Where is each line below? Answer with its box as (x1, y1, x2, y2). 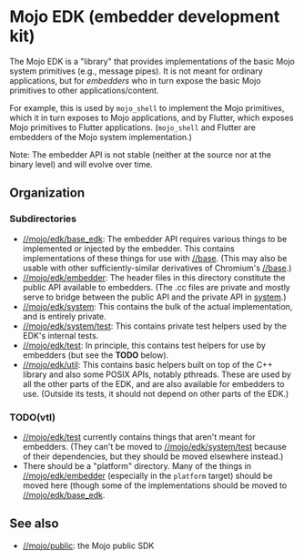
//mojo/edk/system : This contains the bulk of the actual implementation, (22, 300, 293, 311)
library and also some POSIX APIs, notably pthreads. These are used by (22, 369, 291, 380)
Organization (9, 185, 85, 201)
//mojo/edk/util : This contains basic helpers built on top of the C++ (22, 359, 273, 370)
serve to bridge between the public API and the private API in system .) (22, 291, 287, 302)
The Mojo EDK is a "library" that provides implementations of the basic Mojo (9, 56, 296, 66)
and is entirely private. (22, 311, 106, 321)
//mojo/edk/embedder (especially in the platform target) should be (22, 470, 273, 481)
